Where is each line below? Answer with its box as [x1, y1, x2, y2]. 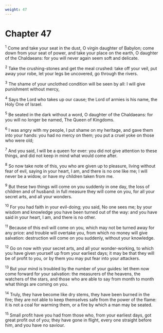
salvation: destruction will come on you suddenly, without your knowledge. [5, 235, 155, 241]
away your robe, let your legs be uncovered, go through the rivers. [5, 70, 138, 76]
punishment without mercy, [5, 86, 60, 92]
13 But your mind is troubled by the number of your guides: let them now [5, 265, 149, 272]
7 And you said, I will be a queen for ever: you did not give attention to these [5, 147, 157, 154]
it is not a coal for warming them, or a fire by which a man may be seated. [5, 302, 153, 308]
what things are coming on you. [5, 281, 69, 287]
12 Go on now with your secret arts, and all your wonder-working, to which [5, 244, 154, 251]
